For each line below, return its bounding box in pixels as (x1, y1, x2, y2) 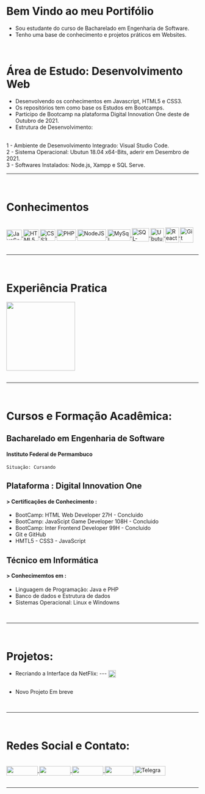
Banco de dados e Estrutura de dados (15, 592, 111, 600)
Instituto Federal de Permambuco (6, 450, 93, 458)
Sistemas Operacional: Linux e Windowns (15, 598, 120, 606)
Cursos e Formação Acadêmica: (6, 409, 173, 423)
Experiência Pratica (6, 281, 108, 295)
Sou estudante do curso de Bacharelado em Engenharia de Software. (15, 24, 190, 32)
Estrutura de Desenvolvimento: (15, 123, 93, 131)
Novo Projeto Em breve (15, 688, 73, 695)
